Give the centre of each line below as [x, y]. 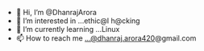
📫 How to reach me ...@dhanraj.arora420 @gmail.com [106, 38]
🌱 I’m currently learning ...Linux [68, 29]
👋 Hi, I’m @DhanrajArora [56, 12]
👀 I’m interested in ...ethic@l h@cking [78, 21]
